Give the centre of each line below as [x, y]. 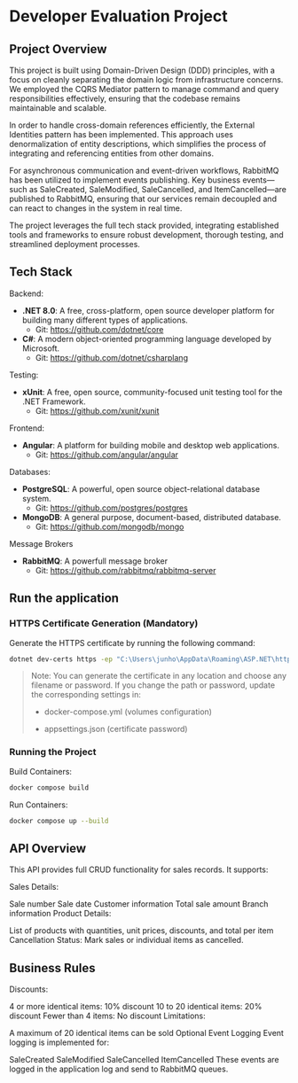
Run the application [64, 599]
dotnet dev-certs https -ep [61, 659]
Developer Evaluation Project [118, 16]
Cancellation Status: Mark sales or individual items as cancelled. [126, 940]
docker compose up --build [59, 821]
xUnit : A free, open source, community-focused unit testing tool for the [152, 392]
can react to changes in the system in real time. [96, 208]
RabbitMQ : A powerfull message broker [95, 561]
